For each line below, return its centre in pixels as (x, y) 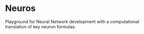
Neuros (20, 8)
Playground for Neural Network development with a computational (72, 22)
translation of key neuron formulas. (41, 26)
